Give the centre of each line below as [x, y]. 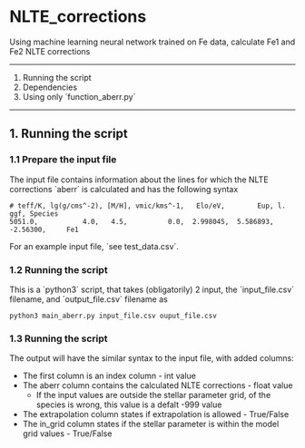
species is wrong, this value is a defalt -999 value [129, 404]
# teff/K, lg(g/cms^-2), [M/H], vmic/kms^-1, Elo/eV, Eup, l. [148, 206]
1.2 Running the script [59, 269]
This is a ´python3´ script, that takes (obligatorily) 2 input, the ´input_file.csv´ [152, 289]
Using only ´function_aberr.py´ [79, 96]
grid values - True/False [67, 433]
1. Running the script [69, 134]
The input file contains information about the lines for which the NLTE [139, 180]
